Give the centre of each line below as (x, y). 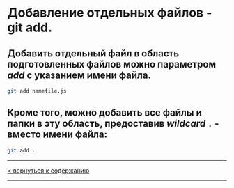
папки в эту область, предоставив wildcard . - (113, 124)
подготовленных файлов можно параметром (112, 64)
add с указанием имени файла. (79, 75)
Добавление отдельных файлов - (110, 13)
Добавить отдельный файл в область (93, 53)
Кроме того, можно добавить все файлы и (104, 113)
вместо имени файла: (57, 135)
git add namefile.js (37, 91)
